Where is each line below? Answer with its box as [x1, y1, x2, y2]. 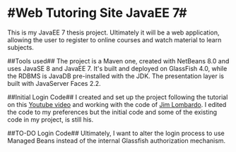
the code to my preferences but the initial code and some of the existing [7, 108, 218, 116]
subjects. [7, 43, 34, 51]
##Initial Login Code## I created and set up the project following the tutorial [7, 93, 228, 101]
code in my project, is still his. [7, 115, 94, 124]
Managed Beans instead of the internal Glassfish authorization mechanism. [7, 136, 226, 145]
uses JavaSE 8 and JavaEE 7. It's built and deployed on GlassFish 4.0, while [7, 64, 228, 72]
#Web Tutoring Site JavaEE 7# [7, 5, 187, 21]
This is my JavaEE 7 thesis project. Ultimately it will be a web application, [7, 28, 220, 37]
